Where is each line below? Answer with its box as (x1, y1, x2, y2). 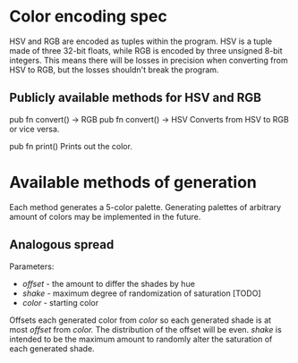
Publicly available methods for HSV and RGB (9, 90, 262, 106)
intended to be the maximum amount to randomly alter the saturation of (9, 333, 273, 344)
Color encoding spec (9, 6, 167, 27)
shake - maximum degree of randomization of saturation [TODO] (21, 288, 261, 299)
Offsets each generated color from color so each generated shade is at (9, 315, 271, 325)
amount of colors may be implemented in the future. (9, 211, 201, 222)
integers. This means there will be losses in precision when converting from (9, 55, 288, 65)
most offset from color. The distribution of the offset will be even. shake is (9, 324, 282, 334)
